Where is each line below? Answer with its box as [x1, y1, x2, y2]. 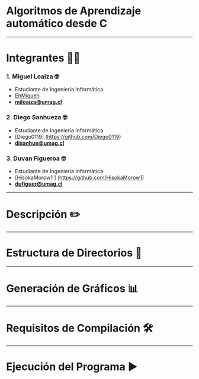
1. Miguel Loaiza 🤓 [6, 72, 60, 81]
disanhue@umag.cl [14, 139, 65, 146]
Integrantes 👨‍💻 [6, 52, 81, 65]
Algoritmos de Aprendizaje [6, 4, 141, 18]
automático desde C [6, 17, 108, 30]
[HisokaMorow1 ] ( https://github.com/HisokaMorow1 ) [14, 174, 145, 181]
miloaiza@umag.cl [14, 98, 62, 106]
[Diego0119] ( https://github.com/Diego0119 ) [14, 133, 121, 140]
